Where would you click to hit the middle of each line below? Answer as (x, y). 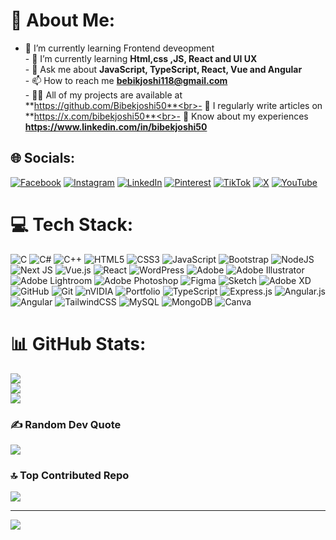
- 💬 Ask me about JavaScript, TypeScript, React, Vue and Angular (163, 69)
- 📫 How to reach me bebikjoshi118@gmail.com (126, 80)
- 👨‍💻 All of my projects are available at (103, 95)
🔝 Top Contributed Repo (70, 475)
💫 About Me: (63, 20)
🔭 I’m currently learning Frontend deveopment (119, 48)
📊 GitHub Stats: (78, 343)
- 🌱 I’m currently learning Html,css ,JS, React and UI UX (141, 58)
